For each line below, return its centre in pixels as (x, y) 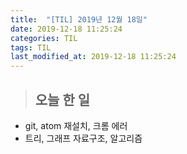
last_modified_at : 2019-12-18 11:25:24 (93, 57)
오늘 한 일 (62, 99)
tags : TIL (31, 47)
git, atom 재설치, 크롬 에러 (76, 125)
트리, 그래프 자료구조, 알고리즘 (83, 138)
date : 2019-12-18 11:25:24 (66, 29)
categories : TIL (44, 38)
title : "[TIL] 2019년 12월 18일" (79, 19)
